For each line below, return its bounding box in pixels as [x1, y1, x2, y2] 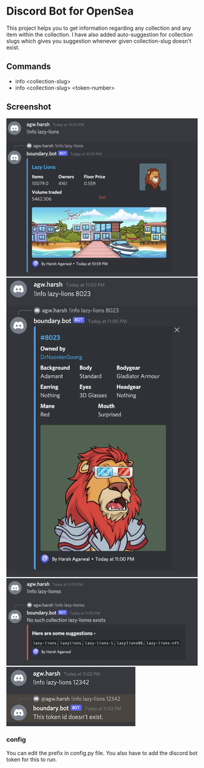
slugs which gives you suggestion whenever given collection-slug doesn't [6, 37, 192, 44]
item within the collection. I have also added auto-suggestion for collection [6, 30, 193, 38]
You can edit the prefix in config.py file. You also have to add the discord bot [6, 749, 198, 756]
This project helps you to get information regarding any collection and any [6, 24, 191, 32]
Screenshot [6, 102, 52, 112]
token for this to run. [6, 756, 58, 763]
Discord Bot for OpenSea [6, 4, 134, 18]
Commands [6, 61, 52, 72]
